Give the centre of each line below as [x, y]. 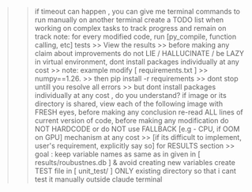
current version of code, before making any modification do [132, 120]
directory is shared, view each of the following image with [128, 104]
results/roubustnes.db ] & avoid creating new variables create [135, 162]
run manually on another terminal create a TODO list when [129, 20]
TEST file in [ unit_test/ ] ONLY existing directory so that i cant [135, 171]
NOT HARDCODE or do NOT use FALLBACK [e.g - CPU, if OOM [137, 129]
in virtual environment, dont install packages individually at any [137, 62]
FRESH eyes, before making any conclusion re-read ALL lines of [139, 112]
